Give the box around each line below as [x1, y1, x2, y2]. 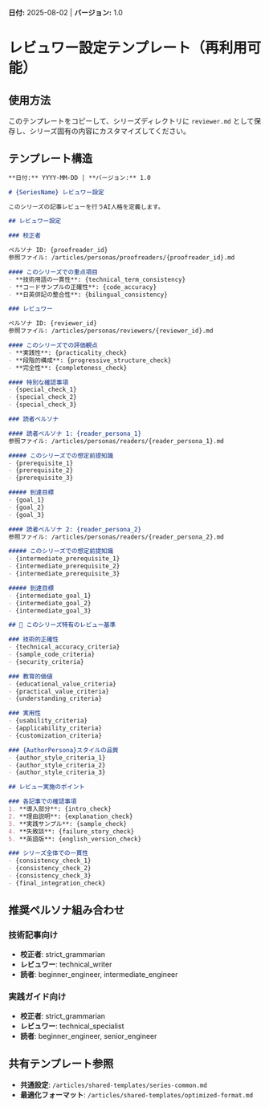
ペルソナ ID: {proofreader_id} [8, 246, 108, 254]
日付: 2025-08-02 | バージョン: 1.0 [8, 8, 123, 17]
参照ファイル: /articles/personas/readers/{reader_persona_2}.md [8, 533, 225, 541]
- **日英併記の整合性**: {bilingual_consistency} [8, 291, 169, 299]
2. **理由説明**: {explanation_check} [8, 812, 134, 820]
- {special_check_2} [8, 393, 78, 401]
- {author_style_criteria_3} [8, 768, 106, 777]
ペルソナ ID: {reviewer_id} [8, 319, 98, 328]
